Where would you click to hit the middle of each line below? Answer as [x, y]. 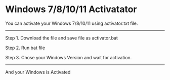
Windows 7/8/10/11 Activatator [71, 9]
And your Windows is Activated [38, 72]
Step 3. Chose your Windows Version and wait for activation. [69, 57]
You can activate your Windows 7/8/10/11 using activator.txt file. [72, 23]
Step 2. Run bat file [25, 48]
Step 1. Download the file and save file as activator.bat [61, 38]
